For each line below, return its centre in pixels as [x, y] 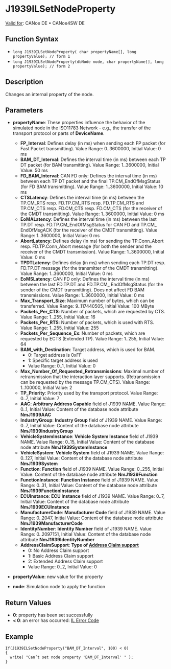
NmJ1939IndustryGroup [46, 431]
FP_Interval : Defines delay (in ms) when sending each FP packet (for [93, 143]
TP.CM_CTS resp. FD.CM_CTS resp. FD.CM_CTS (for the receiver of [91, 209]
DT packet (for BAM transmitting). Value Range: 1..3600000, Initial [90, 165]
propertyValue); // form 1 [41, 56]
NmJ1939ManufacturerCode [52, 523]
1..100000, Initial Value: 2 [46, 388]
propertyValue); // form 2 [41, 66]
